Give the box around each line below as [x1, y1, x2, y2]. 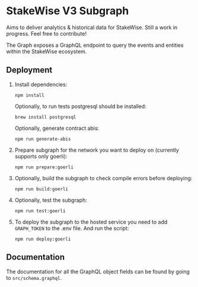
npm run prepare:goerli [14, 164, 74, 170]
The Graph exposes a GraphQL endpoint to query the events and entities [6, 42, 184, 49]
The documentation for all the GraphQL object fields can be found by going [6, 268, 190, 275]
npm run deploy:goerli [14, 236, 71, 242]
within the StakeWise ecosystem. [6, 47, 87, 55]
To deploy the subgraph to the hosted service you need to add [14, 218, 168, 225]
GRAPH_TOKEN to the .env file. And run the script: [14, 224, 129, 232]
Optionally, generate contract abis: [14, 125, 100, 132]
